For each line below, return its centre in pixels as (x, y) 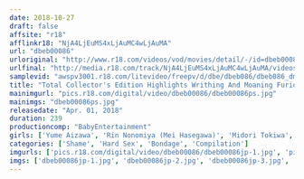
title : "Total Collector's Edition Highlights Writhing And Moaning (141, 85)
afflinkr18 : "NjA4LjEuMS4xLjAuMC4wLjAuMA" (90, 43)
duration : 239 (36, 118)
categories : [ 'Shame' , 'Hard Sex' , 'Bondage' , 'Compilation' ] (129, 144)
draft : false (34, 26)
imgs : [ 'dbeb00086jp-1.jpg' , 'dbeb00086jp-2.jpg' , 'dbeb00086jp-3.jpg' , (149, 160)
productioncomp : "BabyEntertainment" (81, 127)
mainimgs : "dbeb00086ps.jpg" (64, 102)
